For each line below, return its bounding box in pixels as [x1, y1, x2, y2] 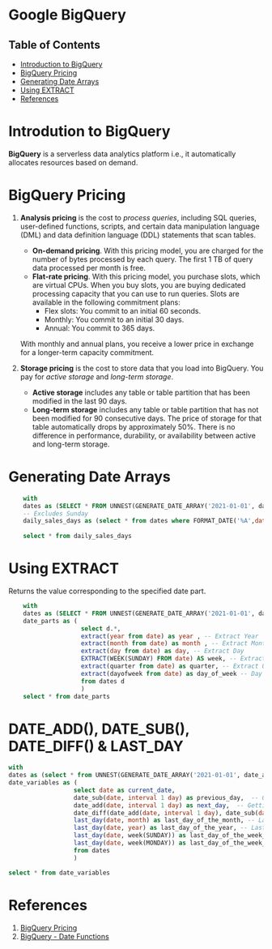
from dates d [80, 677, 125, 686]
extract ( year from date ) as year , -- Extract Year [80, 632, 259, 640]
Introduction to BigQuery [19, 59, 103, 69]
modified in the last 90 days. [32, 395, 128, 406]
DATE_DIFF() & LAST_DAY [8, 737, 184, 755]
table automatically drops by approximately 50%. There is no [32, 421, 236, 431]
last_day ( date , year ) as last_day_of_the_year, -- [73, 824, 249, 832]
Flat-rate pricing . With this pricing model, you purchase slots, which [32, 271, 261, 281]
